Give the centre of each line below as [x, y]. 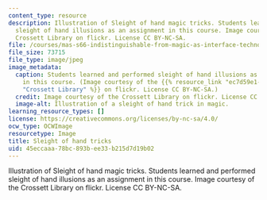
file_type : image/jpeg [46, 60]
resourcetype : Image [43, 133]
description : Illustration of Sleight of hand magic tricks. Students [128, 23]
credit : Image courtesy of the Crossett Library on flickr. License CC [137, 97]
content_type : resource [48, 15]
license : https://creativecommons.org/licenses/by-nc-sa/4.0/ [113, 119]
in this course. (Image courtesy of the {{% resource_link [122, 82]
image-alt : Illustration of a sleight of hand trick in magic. [122, 104]
